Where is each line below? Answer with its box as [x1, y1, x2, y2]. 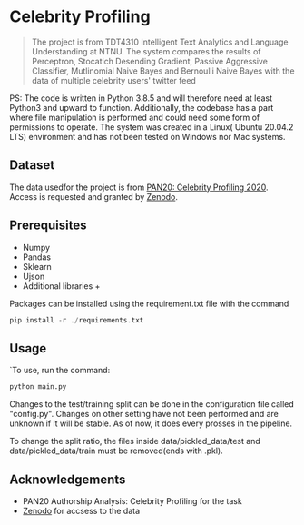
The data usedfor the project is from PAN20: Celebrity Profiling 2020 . [9, 182, 270, 193]
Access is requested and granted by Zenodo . [9, 191, 179, 202]
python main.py [9, 382, 67, 391]
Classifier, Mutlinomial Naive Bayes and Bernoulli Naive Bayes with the [31, 65, 295, 76]
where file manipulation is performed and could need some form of [9, 112, 260, 123]
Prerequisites [9, 218, 87, 233]
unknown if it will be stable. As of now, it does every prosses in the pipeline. [9, 418, 293, 429]
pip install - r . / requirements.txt [9, 315, 144, 324]
